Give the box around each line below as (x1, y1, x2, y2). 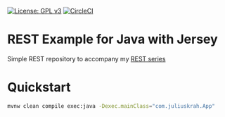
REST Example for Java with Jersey (7, 32, 218, 47)
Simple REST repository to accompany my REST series (7, 54, 166, 63)
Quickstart (7, 80, 72, 95)
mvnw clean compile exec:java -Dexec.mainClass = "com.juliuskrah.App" (7, 102, 216, 109)
